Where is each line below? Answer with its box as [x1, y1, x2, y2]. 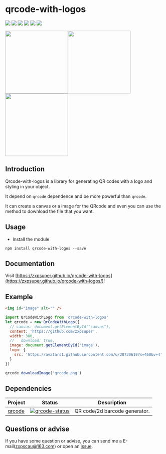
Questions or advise [5, 424, 70, 433]
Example [5, 292, 33, 301]
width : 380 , [10, 333, 35, 339]
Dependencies [5, 384, 52, 393]
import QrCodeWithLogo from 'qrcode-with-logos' [5, 315, 109, 320]
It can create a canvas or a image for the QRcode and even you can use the [5, 203, 161, 209]
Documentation [5, 259, 55, 268]
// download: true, [10, 338, 55, 343]
